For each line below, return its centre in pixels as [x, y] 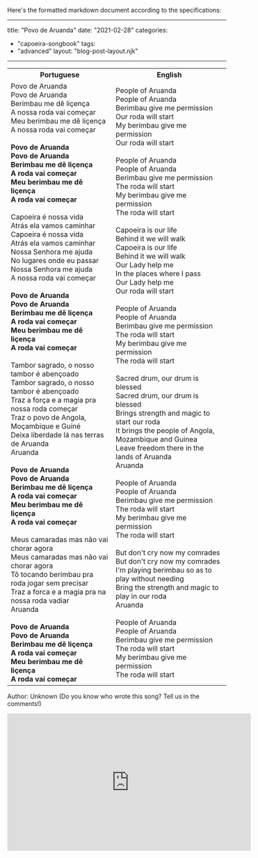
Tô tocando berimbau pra [52, 574]
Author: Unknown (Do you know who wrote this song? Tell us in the [103, 696]
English [169, 75]
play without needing [150, 579]
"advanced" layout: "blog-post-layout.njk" [78, 51]
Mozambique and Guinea [157, 439]
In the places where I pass [159, 273]
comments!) [24, 703]
